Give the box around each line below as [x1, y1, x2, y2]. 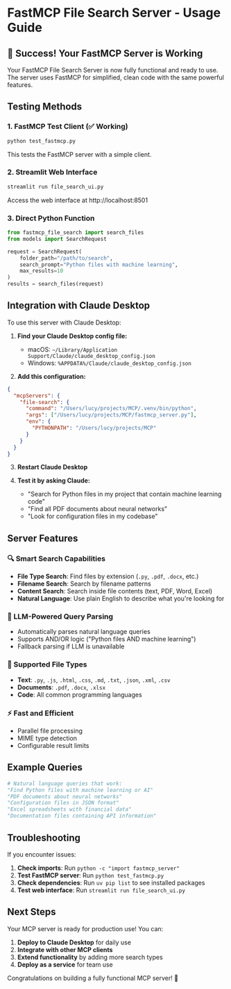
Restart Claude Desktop [17, 463, 88, 472]
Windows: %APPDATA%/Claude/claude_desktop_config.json [27, 359, 192, 367]
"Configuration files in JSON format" [7, 800, 119, 807]
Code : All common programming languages [17, 690, 142, 699]
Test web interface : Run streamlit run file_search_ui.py [17, 886, 186, 894]
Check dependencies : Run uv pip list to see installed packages [17, 878, 205, 887]
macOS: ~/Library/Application [27, 345, 118, 353]
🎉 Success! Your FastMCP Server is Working [7, 47, 203, 59]
